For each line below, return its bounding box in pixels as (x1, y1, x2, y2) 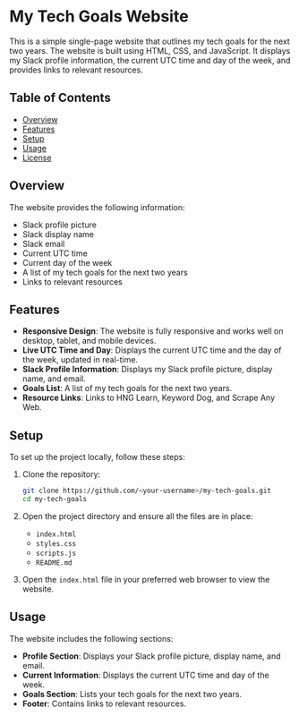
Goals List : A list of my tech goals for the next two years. (21, 383, 233, 394)
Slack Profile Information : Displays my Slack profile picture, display (21, 364, 273, 375)
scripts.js (35, 549, 77, 558)
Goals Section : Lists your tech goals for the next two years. (21, 688, 243, 699)
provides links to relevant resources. (9, 64, 143, 75)
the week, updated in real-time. (21, 354, 139, 365)
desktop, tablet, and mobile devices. (21, 336, 157, 346)
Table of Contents (9, 90, 112, 106)
